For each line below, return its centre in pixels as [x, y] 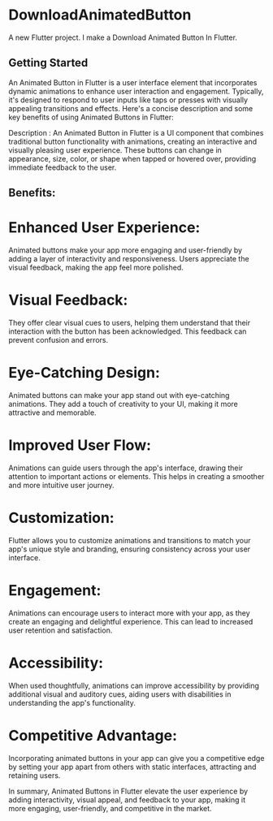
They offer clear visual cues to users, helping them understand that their [130, 323]
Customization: [62, 518]
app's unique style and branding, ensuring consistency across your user [129, 549]
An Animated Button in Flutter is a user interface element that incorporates [133, 82]
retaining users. [35, 775]
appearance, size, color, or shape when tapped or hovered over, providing [132, 158]
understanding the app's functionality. [72, 702]
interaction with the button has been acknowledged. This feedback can [128, 331]
